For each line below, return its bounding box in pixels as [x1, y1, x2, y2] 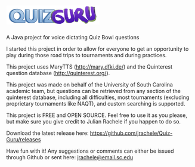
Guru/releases [6, 135, 41, 143]
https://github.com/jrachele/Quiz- [89, 129, 173, 137]
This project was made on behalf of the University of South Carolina [6, 81, 173, 88]
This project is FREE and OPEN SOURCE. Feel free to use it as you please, [6, 112, 188, 119]
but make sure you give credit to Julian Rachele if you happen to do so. [6, 117, 181, 125]
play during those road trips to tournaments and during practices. [6, 51, 167, 58]
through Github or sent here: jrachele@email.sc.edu [6, 153, 133, 160]
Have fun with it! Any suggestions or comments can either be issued [6, 147, 174, 154]
